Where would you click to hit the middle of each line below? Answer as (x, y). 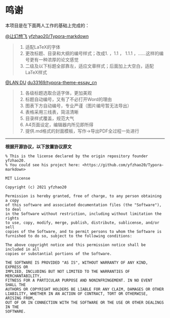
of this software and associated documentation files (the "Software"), (83, 205)
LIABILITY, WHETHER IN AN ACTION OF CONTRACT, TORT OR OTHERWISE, (77, 294)
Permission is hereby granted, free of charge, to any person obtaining (83, 196)
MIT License (18, 178)
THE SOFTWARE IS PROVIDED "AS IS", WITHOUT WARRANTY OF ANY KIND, (77, 262)
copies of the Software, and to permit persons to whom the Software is (83, 231)
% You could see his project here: (43, 165)
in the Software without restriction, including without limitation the (83, 214)
